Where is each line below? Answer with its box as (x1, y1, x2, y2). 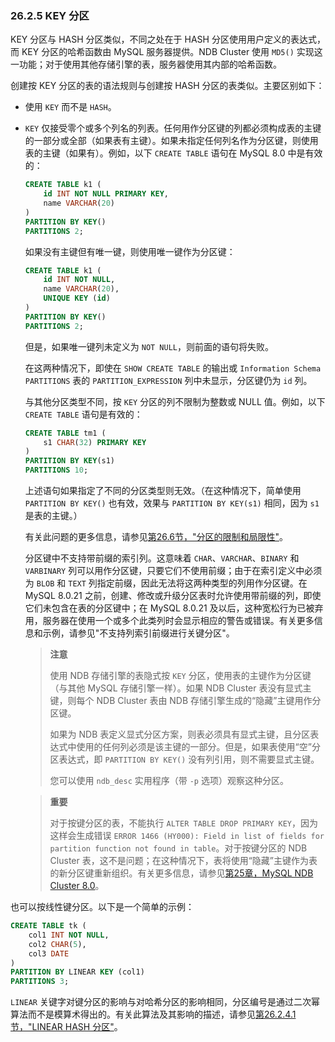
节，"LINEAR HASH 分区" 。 (10, 1021, 123, 1033)
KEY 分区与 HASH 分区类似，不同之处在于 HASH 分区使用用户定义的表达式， (10, 33, 326, 46)
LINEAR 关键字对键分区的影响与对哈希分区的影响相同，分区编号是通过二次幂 (10, 996, 320, 1008)
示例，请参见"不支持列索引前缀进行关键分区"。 (42, 627, 235, 639)
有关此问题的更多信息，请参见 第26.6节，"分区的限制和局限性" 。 (24, 531, 288, 543)
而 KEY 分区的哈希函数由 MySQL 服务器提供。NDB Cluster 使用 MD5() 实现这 (10, 46, 323, 58)
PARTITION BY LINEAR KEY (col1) (10, 967, 145, 977)
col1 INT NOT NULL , (28, 930, 110, 940)
